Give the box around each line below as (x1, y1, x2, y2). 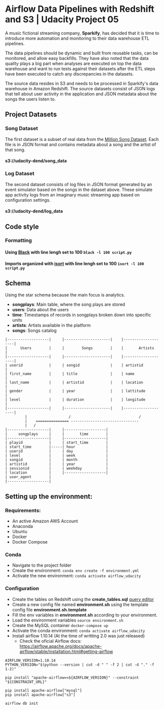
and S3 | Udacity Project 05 (5, 14, 119, 25)
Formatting (5, 237, 32, 244)
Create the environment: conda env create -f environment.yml (12, 568, 140, 573)
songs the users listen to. (5, 96, 56, 102)
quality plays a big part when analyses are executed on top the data (5, 60, 142, 66)
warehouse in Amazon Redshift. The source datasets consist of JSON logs (5, 85, 155, 91)
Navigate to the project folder (12, 562, 72, 568)
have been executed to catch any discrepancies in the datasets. (5, 71, 134, 77)
